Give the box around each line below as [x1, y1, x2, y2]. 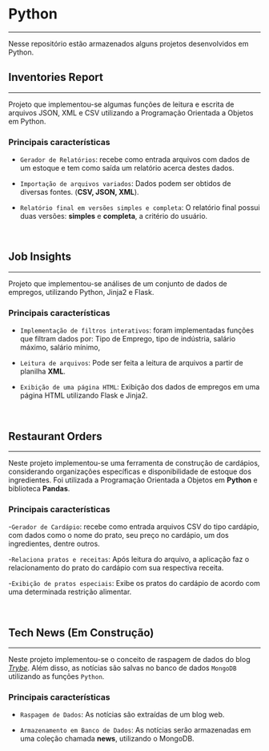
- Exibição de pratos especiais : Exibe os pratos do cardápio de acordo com [8, 579, 260, 588]
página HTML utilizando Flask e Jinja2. [19, 390, 148, 401]
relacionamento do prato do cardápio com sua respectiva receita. [8, 563, 224, 573]
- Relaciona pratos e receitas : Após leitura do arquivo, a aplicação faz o [8, 555, 250, 564]
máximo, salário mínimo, [19, 342, 101, 353]
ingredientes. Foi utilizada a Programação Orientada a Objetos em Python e [8, 474, 258, 485]
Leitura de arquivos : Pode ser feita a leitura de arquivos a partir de [19, 358, 243, 368]
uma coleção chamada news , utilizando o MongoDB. [19, 734, 195, 744]
